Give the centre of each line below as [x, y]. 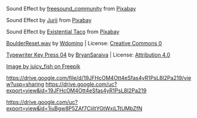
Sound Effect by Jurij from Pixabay [49, 20]
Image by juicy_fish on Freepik [43, 66]
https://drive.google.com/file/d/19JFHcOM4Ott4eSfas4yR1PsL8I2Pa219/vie [99, 78]
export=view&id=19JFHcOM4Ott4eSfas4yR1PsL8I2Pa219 [76, 91]
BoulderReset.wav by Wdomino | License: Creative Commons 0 [84, 43]
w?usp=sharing [25, 84]
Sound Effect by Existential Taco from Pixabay [63, 32]
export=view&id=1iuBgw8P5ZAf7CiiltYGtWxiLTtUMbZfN [74, 108]
